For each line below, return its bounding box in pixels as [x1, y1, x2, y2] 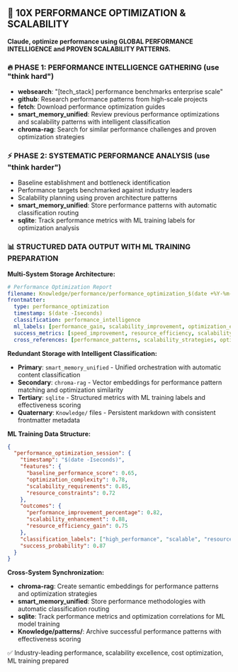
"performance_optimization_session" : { [13, 450, 132, 457]
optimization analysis [17, 224, 80, 232]
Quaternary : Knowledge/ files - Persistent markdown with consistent [17, 408, 216, 416]
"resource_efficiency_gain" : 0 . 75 [25, 523, 129, 530]
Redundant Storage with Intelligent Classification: [7, 349, 157, 357]
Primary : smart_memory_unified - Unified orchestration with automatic [17, 363, 222, 372]
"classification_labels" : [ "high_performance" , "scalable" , [20, 536, 201, 543]
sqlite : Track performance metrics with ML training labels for [17, 216, 195, 224]
